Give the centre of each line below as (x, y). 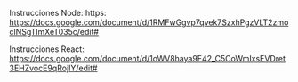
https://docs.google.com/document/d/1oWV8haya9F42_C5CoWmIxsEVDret (148, 58)
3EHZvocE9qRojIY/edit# (53, 68)
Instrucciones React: (47, 49)
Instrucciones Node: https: (58, 13)
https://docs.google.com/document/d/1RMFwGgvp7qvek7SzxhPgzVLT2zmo (149, 22)
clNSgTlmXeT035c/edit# (54, 32)
